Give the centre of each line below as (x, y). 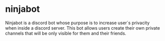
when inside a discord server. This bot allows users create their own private (82, 28)
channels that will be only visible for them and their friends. (66, 33)
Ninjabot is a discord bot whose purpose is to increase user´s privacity (78, 23)
